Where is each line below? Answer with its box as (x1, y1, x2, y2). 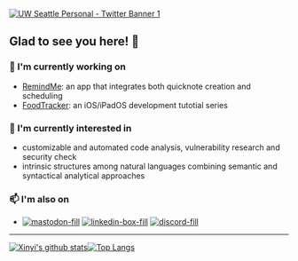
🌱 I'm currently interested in (9, 122, 132, 134)
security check (21, 151, 77, 162)
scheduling (21, 90, 64, 101)
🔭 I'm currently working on (9, 60, 126, 73)
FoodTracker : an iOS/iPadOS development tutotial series (21, 99, 229, 110)
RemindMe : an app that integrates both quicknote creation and (21, 81, 251, 91)
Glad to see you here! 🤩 (9, 34, 140, 49)
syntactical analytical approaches (21, 170, 145, 181)
